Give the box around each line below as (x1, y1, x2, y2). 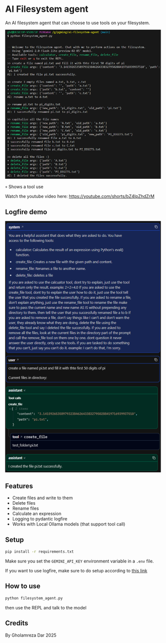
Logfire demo (5, 207, 47, 216)
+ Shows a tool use (5, 184, 43, 190)
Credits (5, 619, 29, 628)
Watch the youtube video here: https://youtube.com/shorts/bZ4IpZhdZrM (5, 194, 155, 200)
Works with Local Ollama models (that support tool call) (12, 521, 125, 527)
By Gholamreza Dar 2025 (5, 632, 57, 638)
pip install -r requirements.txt (5, 549, 74, 554)
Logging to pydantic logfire (12, 516, 68, 522)
